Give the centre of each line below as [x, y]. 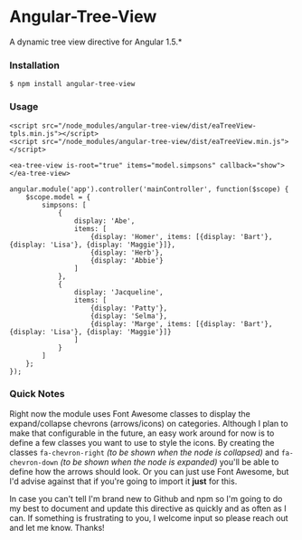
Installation [35, 65]
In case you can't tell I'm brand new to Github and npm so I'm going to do [146, 498]
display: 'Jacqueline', [119, 292]
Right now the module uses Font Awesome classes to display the [130, 413]
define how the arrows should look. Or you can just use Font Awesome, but [149, 471]
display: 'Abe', [104, 221]
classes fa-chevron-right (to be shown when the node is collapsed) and [144, 452]
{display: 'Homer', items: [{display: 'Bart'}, [181, 236]
